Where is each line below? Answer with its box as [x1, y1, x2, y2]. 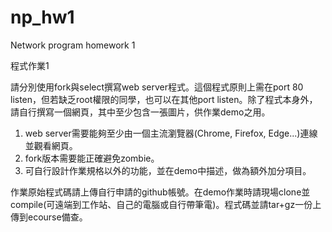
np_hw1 [10, 6, 75, 29]
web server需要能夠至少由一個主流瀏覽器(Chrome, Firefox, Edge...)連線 [24, 127, 318, 139]
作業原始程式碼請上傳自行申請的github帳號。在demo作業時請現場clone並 [10, 186, 311, 198]
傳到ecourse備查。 [10, 211, 88, 223]
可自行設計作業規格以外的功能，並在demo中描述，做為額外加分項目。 [24, 164, 312, 176]
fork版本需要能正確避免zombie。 [24, 152, 160, 164]
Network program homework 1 [10, 39, 136, 51]
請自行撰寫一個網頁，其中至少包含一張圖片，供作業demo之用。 [10, 106, 271, 118]
